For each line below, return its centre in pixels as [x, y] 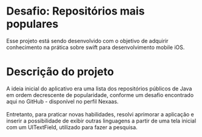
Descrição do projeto [60, 72]
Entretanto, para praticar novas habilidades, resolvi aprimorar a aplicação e [100, 114]
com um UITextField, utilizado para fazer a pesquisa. [72, 127]
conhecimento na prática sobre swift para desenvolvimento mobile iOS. [96, 47]
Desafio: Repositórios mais [76, 11]
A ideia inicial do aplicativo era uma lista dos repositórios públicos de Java [99, 89]
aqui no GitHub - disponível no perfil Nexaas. [62, 101]
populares [32, 24]
